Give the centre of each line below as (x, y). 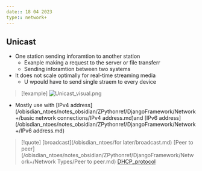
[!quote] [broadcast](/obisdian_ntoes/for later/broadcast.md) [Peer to (107, 143)
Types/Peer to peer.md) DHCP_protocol (106, 162)
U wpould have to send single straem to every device (90, 82)
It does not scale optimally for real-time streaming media (85, 75)
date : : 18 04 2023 (29, 12)
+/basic (24, 118)
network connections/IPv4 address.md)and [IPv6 (96, 118)
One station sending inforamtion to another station (77, 56)
